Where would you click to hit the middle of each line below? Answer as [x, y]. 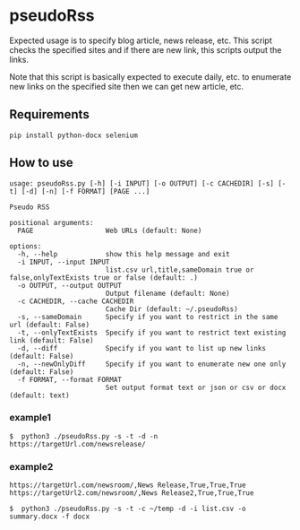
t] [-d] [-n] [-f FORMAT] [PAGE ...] [80, 191]
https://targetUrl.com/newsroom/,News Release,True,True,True [128, 485]
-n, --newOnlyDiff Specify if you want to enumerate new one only [152, 364]
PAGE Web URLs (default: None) [110, 230]
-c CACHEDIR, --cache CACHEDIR [76, 301]
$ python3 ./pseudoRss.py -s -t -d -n [84, 436]
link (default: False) [51, 340]
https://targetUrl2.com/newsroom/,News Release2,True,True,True [132, 493]
